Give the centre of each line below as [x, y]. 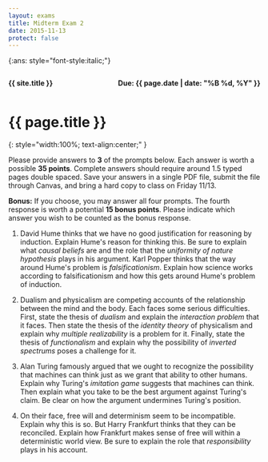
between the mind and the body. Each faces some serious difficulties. [135, 309]
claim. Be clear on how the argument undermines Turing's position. [130, 400]
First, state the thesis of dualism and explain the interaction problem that [140, 317]
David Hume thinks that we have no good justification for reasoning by [136, 233]
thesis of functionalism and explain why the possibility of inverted [128, 343]
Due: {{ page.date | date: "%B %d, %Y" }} [189, 83]
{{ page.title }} [58, 123]
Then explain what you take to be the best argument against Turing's [133, 392]
